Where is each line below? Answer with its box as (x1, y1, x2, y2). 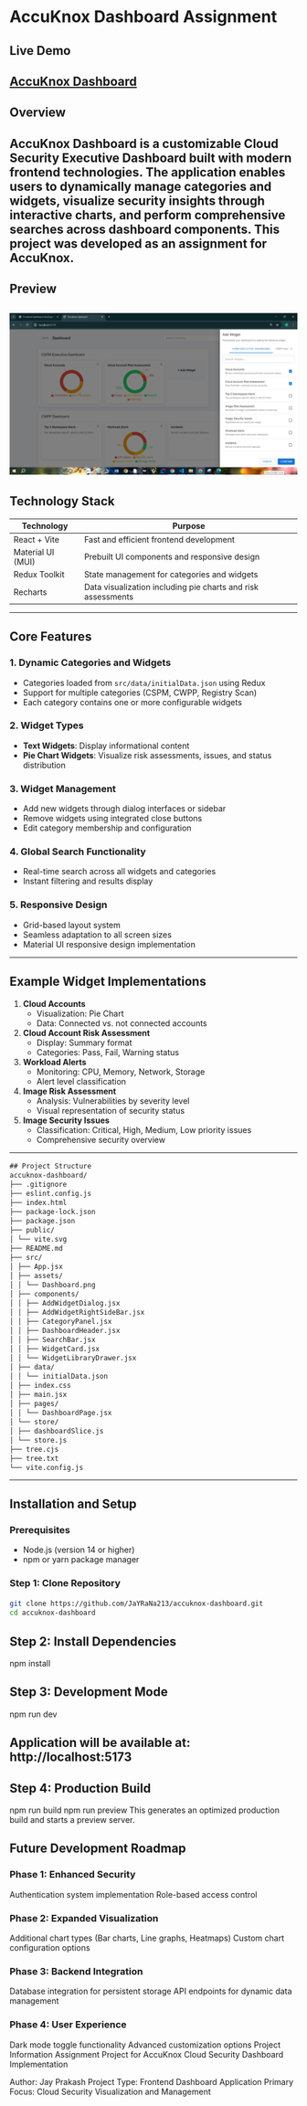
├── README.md (9, 1243, 64, 1253)
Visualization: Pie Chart (36, 1008, 125, 1019)
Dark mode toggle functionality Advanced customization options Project (9, 2039, 281, 2050)
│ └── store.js (9, 1435, 68, 1445)
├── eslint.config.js (9, 1189, 92, 1198)
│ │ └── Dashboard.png (9, 1280, 96, 1289)
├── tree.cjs (9, 1445, 59, 1454)
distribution (22, 759, 67, 770)
